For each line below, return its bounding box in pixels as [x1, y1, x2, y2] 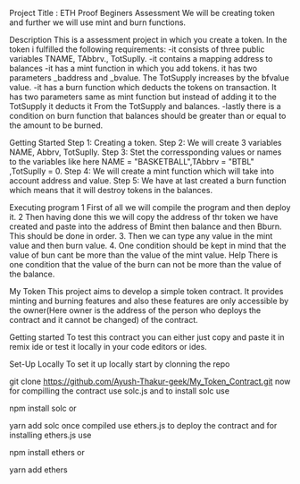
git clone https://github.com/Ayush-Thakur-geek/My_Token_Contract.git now [9, 376, 291, 386]
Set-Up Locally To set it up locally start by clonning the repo [9, 359, 230, 369]
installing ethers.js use [9, 429, 92, 440]
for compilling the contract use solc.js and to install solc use [9, 386, 230, 396]
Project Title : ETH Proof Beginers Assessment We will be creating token [9, 8, 275, 18]
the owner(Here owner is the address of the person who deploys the [9, 305, 262, 316]
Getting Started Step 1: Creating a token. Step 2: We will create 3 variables [9, 138, 282, 148]
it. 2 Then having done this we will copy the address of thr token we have [9, 212, 279, 222]
